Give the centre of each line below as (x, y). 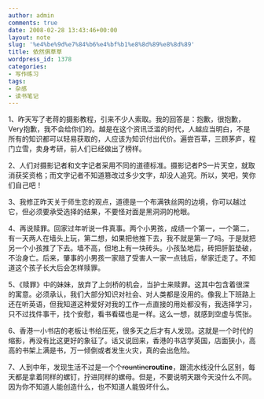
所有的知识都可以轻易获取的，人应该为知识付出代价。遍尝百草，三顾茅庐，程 (132, 139)
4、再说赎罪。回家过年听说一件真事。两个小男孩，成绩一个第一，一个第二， (131, 228)
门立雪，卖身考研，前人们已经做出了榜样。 (77, 149)
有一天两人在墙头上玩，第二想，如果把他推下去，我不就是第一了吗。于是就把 (132, 238)
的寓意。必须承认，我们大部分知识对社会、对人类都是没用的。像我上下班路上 (132, 294)
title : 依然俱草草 (35, 52)
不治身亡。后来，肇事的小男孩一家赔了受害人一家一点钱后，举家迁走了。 (125, 258)
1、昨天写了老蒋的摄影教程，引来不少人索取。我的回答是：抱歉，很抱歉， (126, 120)
